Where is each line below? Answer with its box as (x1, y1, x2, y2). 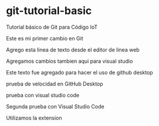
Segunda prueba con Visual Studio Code (6, 103, 104, 110)
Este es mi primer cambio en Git (6, 35, 83, 42)
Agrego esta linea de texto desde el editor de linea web (6, 46, 140, 53)
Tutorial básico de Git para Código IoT (6, 23, 98, 30)
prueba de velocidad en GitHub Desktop (6, 80, 104, 87)
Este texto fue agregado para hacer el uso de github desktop (6, 69, 154, 76)
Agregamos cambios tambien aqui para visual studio (6, 57, 133, 64)
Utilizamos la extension (6, 114, 63, 121)
